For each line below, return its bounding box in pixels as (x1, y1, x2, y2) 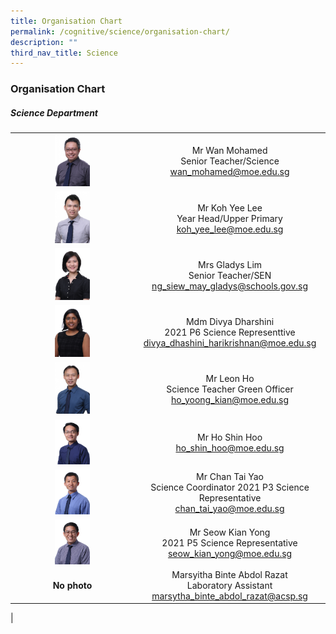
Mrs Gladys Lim (198, 258, 263, 270)
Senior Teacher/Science (180, 155, 280, 167)
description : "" (10, 37, 78, 47)
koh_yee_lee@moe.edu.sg (176, 223, 284, 235)
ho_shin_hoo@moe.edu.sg (175, 442, 285, 454)
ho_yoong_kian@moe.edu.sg (170, 393, 290, 405)
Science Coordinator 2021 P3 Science (150, 481, 310, 494)
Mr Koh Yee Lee (197, 201, 263, 214)
